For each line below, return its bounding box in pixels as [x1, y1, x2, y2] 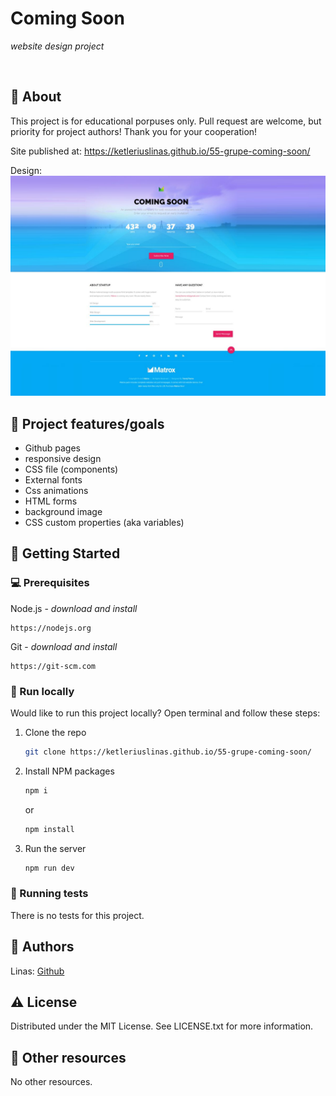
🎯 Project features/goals [10, 415, 165, 432]
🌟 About [10, 88, 62, 106]
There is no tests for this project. [10, 909, 145, 921]
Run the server [24, 842, 87, 854]
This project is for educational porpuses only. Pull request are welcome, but [10, 115, 322, 127]
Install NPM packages [24, 765, 115, 777]
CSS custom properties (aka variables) [24, 516, 185, 528]
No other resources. [10, 1076, 93, 1088]
